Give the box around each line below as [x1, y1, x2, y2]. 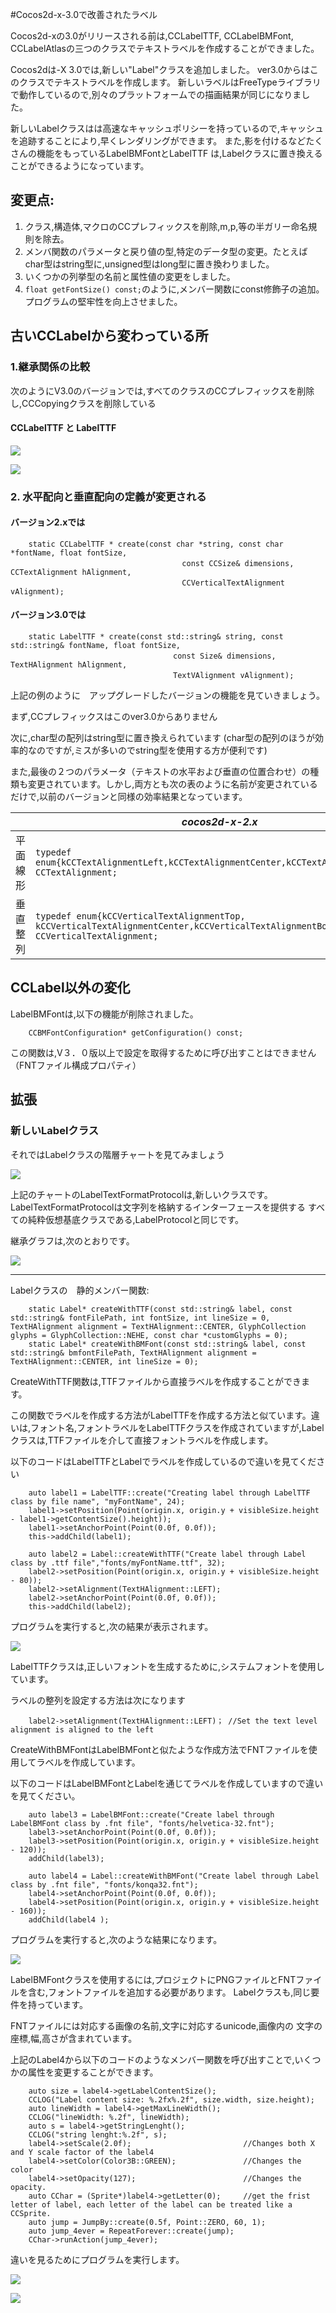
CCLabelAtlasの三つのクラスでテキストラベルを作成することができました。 [10, 43, 320, 54]
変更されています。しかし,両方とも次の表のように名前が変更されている [27, 778, 318, 790]
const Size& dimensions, [173, 651, 277, 662]
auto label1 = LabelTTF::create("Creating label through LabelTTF [28, 1488, 311, 1498]
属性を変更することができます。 [27, 2066, 159, 2078]
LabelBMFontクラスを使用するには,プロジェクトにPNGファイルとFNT [10, 1973, 297, 1985]
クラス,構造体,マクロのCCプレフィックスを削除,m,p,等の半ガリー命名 [24, 220, 309, 232]
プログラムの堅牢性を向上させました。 [24, 295, 183, 307]
